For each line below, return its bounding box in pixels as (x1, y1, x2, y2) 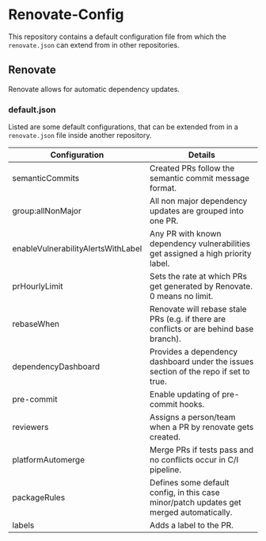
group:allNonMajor (12, 205, 82, 217)
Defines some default (149, 478, 230, 489)
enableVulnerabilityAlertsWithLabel (12, 244, 142, 255)
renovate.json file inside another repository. (8, 131, 152, 140)
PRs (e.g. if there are (149, 313, 226, 324)
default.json (8, 104, 56, 115)
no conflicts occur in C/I (149, 455, 239, 466)
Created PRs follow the (149, 163, 235, 174)
